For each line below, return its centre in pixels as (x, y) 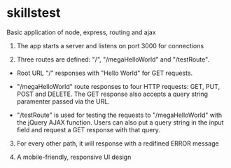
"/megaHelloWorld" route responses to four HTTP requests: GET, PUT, (118, 86)
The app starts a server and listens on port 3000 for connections (110, 45)
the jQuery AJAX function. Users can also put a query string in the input (120, 122)
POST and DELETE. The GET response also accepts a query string (112, 94)
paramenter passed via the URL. (63, 101)
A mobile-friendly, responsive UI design (74, 157)
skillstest (34, 13)
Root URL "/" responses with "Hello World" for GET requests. (105, 73)
